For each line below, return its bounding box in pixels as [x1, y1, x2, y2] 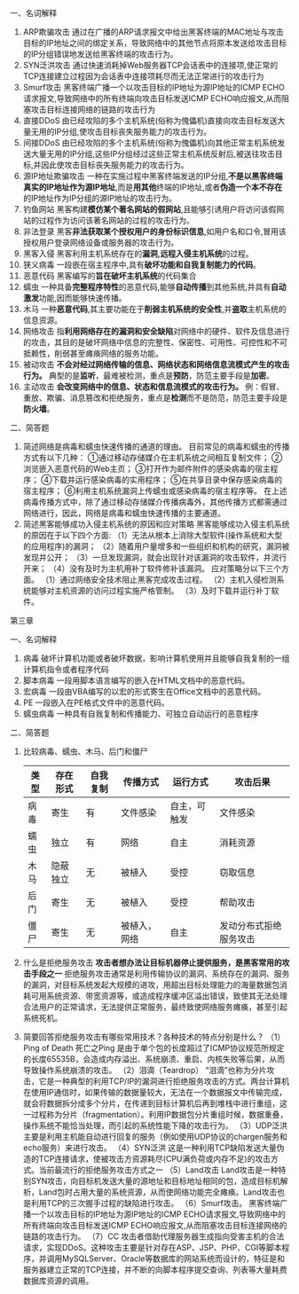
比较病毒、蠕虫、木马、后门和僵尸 [22, 746, 148, 757]
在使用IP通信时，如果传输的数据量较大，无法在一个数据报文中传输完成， [22, 1087, 287, 1097]
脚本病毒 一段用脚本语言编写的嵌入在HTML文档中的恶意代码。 [22, 675, 250, 686]
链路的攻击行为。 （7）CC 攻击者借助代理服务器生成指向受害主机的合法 [22, 1231, 285, 1242]
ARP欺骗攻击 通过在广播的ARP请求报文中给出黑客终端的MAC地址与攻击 [22, 27, 285, 37]
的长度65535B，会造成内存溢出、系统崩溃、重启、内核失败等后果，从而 [22, 1054, 286, 1064]
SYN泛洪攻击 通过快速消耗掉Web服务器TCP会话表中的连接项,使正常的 [22, 60, 279, 70]
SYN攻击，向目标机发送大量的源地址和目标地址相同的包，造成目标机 [30, 1176, 280, 1186]
